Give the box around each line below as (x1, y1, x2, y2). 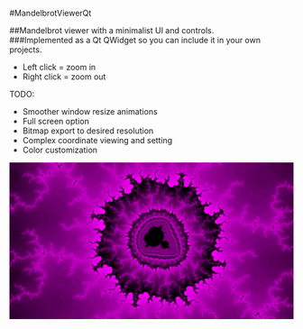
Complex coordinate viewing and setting (22, 135, 173, 145)
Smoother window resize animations (22, 106, 158, 116)
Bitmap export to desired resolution (22, 125, 154, 136)
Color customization (22, 144, 97, 155)
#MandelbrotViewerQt (9, 8, 92, 18)
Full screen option (22, 116, 90, 126)
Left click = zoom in (22, 62, 96, 72)
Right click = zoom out (22, 71, 106, 82)
